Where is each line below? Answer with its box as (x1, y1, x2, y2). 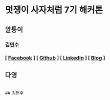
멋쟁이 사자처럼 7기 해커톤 (5, 4, 103, 16)
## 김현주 (5, 90, 24, 96)
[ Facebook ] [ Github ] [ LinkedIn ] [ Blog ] (5, 55, 105, 61)
